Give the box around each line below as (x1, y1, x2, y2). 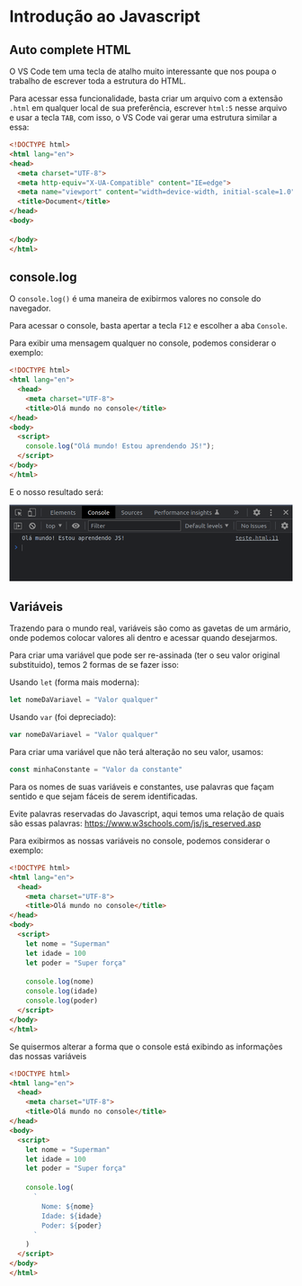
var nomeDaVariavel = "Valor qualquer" (9, 731, 159, 740)
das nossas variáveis (9, 1050, 87, 1061)
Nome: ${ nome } (41, 1201, 94, 1211)
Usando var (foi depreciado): (9, 712, 117, 723)
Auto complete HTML (9, 42, 132, 58)
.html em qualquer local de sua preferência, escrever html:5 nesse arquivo (9, 103, 288, 113)
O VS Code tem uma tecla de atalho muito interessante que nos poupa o (9, 66, 277, 76)
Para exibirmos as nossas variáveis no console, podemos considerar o (9, 835, 271, 846)
